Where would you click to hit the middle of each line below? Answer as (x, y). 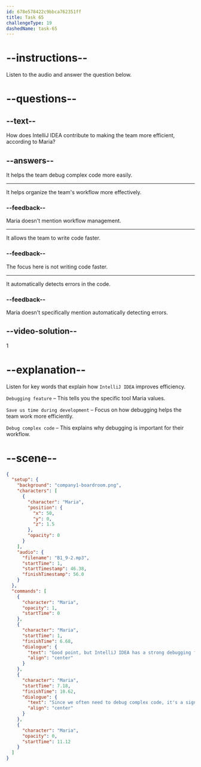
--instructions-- (47, 58)
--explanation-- (46, 370)
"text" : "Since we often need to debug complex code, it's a (106, 703)
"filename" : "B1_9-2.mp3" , (56, 558)
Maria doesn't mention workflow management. (64, 221)
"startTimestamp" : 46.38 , (54, 569)
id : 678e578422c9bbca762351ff (44, 12)
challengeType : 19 (29, 23)
